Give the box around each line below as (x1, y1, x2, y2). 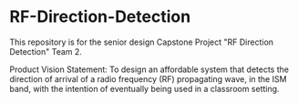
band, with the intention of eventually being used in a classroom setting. (9, 83, 280, 94)
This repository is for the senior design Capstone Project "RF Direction (9, 36, 274, 47)
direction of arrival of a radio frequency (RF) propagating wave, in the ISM (9, 73, 287, 84)
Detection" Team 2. (9, 46, 82, 57)
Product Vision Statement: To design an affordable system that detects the (9, 64, 290, 75)
